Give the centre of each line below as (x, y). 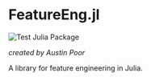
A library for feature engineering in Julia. (75, 68)
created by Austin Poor (47, 52)
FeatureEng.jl (54, 15)
